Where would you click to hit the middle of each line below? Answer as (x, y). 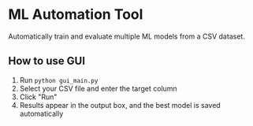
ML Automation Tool (76, 15)
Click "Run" (38, 97)
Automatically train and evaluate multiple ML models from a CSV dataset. (127, 36)
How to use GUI (47, 61)
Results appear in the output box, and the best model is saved (120, 105)
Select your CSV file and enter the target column (98, 88)
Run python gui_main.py (59, 80)
